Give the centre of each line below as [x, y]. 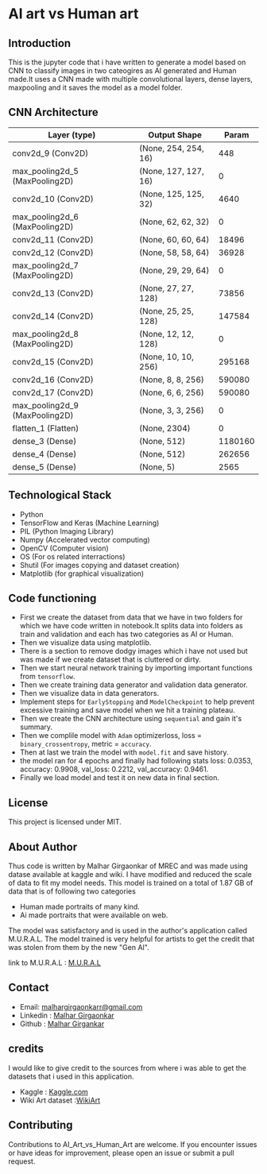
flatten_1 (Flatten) [46, 428]
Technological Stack [60, 495]
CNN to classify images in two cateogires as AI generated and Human [122, 71]
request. [22, 1161]
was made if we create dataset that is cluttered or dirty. [110, 659]
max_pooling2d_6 [46, 217]
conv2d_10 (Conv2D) [53, 199]
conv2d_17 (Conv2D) [53, 392]
